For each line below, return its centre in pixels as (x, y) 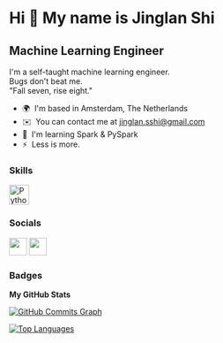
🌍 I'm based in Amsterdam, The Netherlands (104, 108)
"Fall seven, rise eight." (51, 91)
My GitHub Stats (40, 294)
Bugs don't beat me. (46, 81)
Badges (26, 275)
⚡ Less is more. (51, 144)
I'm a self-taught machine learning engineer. (89, 72)
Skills (21, 170)
